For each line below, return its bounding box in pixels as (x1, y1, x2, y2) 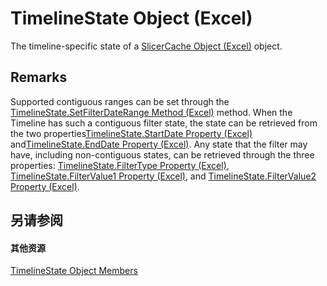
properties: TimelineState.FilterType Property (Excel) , (10, 159, 230, 171)
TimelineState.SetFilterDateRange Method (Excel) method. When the (10, 106, 293, 118)
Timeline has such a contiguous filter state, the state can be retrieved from (10, 117, 318, 129)
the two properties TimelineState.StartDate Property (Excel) (10, 127, 253, 139)
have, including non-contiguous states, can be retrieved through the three (10, 148, 315, 161)
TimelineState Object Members (10, 265, 138, 277)
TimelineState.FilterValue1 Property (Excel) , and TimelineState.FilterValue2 (10, 170, 317, 182)
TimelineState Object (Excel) (10, 7, 253, 30)
